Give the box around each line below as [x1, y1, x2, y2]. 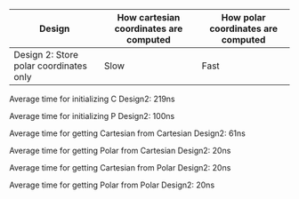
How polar [221, 12, 266, 23]
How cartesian [117, 12, 181, 23]
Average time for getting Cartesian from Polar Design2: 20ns [9, 163, 231, 172]
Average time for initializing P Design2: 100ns [9, 111, 175, 121]
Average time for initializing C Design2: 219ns [9, 93, 175, 104]
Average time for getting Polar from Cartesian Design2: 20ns [9, 146, 231, 155]
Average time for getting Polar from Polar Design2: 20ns [9, 179, 215, 190]
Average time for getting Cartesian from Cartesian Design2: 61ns [9, 128, 246, 139]
